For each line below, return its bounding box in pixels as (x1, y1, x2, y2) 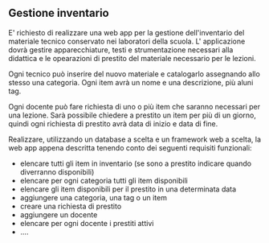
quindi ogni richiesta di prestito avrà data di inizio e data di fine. (8, 118, 218, 128)
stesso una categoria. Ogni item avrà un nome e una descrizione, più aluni (8, 77, 254, 87)
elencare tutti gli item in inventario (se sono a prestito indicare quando (19, 159, 251, 168)
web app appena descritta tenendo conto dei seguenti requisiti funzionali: (8, 142, 252, 152)
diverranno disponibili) (19, 167, 95, 176)
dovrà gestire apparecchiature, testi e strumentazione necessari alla (8, 44, 234, 55)
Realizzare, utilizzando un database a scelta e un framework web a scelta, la (8, 134, 261, 144)
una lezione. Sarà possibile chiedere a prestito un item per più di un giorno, (8, 110, 257, 120)
